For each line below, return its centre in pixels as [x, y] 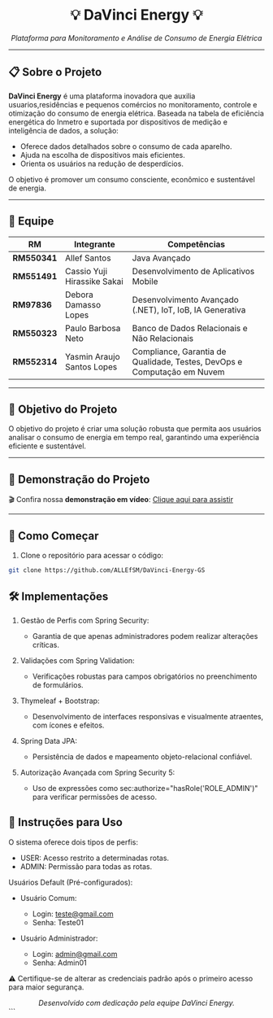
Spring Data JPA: [48, 741]
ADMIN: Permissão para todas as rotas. [86, 866]
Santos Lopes [91, 366]
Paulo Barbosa [93, 328]
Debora [79, 295]
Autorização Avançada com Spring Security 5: [97, 772]
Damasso [83, 304]
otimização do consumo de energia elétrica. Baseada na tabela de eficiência [136, 113]
